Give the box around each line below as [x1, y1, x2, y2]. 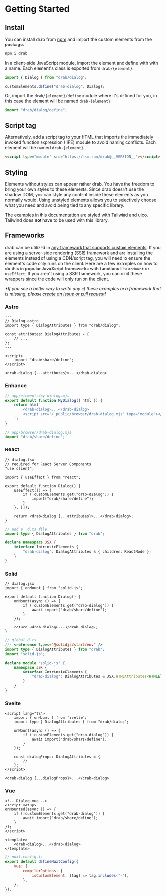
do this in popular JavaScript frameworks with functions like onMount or [5, 266, 150, 271]
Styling [5, 168, 28, 177]
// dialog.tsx [5, 457, 35, 462]
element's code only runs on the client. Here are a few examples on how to [5, 260, 158, 266]
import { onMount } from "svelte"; [14, 715, 87, 720]
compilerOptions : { [23, 868, 63, 873]
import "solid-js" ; [5, 651, 45, 656]
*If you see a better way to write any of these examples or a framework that [5, 285, 161, 291]
